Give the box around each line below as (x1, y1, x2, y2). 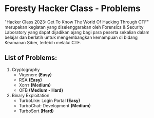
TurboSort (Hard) (19, 108, 54, 114)
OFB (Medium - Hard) (19, 87, 63, 93)
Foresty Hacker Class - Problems (4, 3, 141, 14)
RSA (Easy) (19, 77, 42, 83)
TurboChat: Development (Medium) (19, 102, 91, 108)
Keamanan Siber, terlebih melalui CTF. (4, 39, 81, 45)
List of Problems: (4, 54, 58, 62)
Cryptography (11, 67, 40, 72)
